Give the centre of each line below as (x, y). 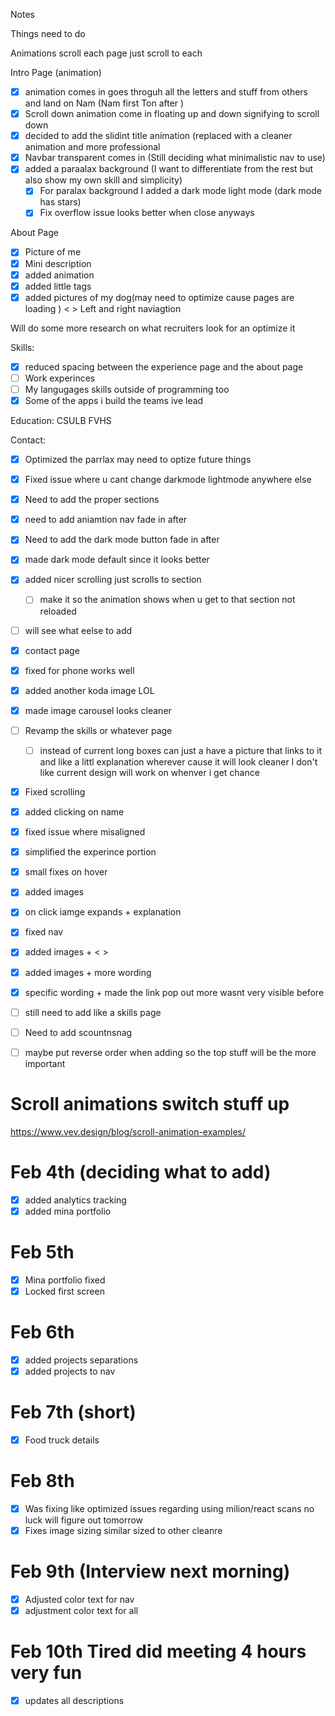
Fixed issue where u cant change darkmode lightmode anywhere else (168, 480)
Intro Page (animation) (56, 72)
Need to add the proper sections (92, 500)
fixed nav (44, 932)
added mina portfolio (68, 1211)
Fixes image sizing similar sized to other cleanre (123, 1530)
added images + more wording (88, 972)
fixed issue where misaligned (85, 832)
